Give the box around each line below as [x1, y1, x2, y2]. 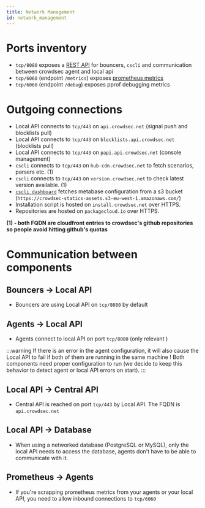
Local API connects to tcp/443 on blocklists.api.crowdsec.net [15, 136, 175, 143]
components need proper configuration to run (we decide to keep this [6, 360, 182, 368]
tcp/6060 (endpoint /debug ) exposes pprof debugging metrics [15, 81, 170, 88]
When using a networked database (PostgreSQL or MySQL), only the [15, 441, 189, 448]
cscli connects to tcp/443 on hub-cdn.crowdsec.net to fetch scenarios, [15, 162, 194, 169]
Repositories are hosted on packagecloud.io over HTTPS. [15, 207, 160, 215]
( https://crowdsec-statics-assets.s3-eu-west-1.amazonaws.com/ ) [15, 194, 182, 202]
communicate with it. [15, 454, 69, 461]
